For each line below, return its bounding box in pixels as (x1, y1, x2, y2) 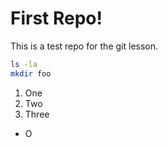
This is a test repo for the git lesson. (10, 40, 159, 52)
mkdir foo (10, 68, 52, 79)
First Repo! (10, 7, 103, 30)
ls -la (10, 59, 38, 69)
